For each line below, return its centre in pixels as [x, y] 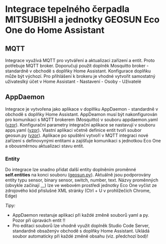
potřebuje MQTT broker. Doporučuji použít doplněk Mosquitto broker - [77, 66]
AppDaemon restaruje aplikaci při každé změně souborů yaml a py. [81, 215]
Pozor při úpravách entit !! [39, 220]
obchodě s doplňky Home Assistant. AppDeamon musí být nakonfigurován [81, 114]
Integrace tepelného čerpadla [67, 9]
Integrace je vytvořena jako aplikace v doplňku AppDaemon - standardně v [82, 109]
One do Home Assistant [55, 30]
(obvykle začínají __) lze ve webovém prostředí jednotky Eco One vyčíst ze [81, 185]
